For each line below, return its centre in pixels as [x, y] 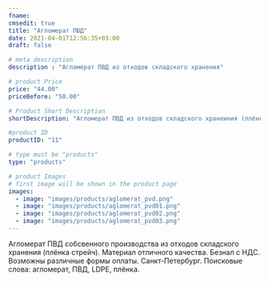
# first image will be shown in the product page [93, 184]
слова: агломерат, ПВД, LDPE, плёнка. [74, 269]
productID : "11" [35, 141]
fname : [19, 16]
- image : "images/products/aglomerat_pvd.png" [94, 199]
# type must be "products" [53, 155]
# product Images [37, 177]
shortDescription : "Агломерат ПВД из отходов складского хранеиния [123, 118]
